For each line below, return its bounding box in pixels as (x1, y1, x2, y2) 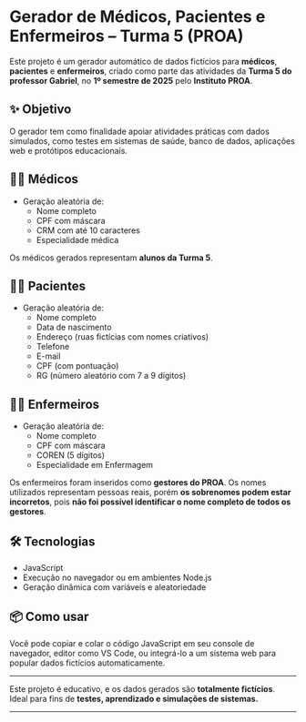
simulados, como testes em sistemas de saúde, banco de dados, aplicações (9, 135, 296, 147)
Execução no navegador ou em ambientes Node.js (22, 572, 212, 583)
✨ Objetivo (9, 102, 72, 117)
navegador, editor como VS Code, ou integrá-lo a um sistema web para (9, 647, 276, 658)
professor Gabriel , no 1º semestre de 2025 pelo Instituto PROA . (9, 75, 253, 86)
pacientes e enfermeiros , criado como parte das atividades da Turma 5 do (9, 66, 292, 76)
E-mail (36, 351, 61, 361)
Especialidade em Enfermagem (36, 460, 153, 471)
